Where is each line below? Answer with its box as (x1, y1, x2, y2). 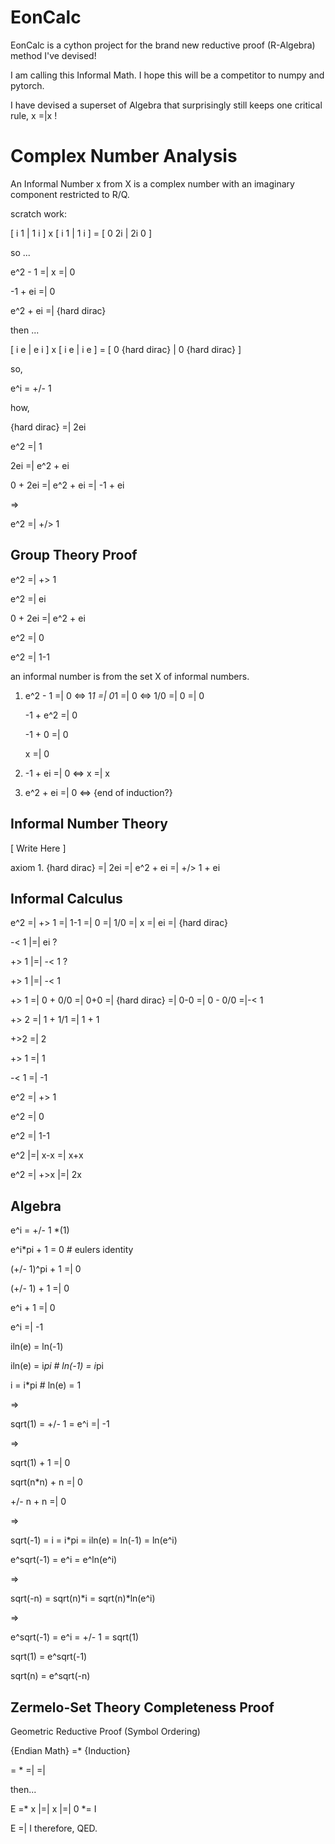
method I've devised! (10, 49, 97, 61)
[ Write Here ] (10, 842, 67, 854)
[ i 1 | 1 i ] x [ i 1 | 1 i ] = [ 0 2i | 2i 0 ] (10, 227, 152, 239)
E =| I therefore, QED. (10, 1822, 98, 1834)
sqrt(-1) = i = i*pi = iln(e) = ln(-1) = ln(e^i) (10, 1534, 178, 1546)
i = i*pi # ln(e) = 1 (10, 1379, 82, 1391)
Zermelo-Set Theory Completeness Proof (10, 1699, 275, 1716)
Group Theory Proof (10, 547, 138, 564)
